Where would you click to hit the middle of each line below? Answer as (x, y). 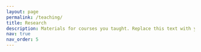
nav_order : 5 (22, 39)
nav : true (19, 34)
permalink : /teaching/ (34, 17)
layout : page (22, 12)
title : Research (26, 23)
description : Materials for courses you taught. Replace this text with (99, 28)
